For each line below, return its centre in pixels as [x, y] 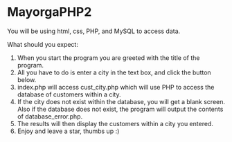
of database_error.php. [50, 116]
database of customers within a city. [69, 94]
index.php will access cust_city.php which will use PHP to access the [116, 87]
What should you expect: [43, 44]
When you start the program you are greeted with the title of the [108, 58]
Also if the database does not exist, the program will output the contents [120, 109]
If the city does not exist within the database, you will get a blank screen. [121, 101]
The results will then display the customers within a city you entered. [115, 123]
